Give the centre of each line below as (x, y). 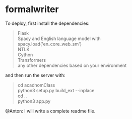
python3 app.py (34, 101)
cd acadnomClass (36, 85)
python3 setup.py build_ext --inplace (56, 90)
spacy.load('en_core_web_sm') (50, 44)
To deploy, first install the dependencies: (47, 23)
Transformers (32, 60)
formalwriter (32, 9)
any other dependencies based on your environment (72, 65)
